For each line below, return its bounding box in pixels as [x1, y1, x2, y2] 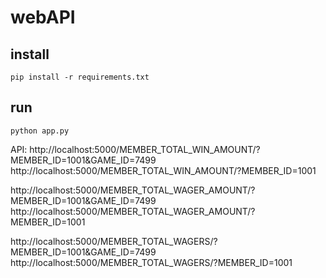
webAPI [10, 6, 76, 29]
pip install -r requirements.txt [10, 72, 150, 82]
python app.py [10, 126, 70, 136]
